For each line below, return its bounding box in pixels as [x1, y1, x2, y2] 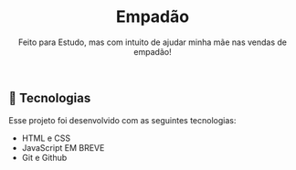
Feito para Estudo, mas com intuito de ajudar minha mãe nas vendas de [17, 37, 288, 48]
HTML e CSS [21, 133, 71, 143]
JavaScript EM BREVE [21, 142, 105, 153]
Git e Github [21, 152, 68, 163]
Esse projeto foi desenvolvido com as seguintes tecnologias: [8, 114, 237, 125]
